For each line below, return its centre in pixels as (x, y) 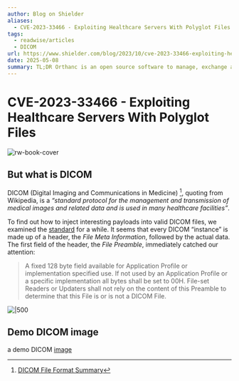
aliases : (20, 21)
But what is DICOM (50, 174)
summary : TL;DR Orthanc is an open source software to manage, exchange (117, 67)
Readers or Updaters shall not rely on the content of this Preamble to (126, 288)
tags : (15, 34)
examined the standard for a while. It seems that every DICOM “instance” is (118, 229)
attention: (21, 252)
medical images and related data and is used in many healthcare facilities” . (118, 208)
